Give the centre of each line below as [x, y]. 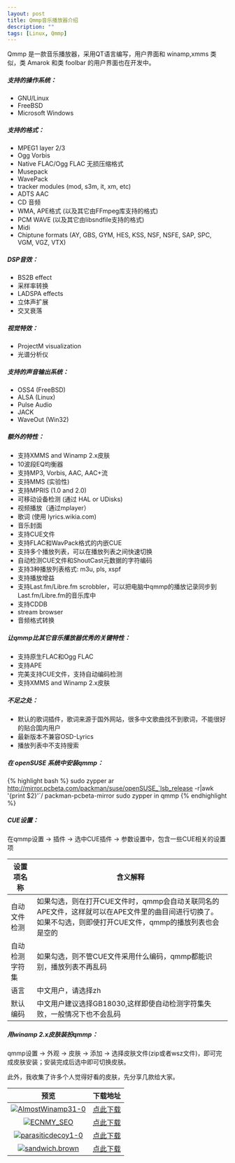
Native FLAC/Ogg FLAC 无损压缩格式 [70, 164]
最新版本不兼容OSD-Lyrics [56, 736]
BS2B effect [35, 278]
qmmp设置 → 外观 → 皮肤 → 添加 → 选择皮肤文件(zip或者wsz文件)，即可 [112, 1053]
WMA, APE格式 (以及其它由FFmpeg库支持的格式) [88, 211]
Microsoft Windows [45, 113]
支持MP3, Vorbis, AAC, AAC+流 [63, 473]
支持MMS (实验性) [43, 482]
